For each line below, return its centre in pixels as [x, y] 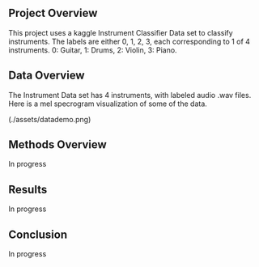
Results [28, 189]
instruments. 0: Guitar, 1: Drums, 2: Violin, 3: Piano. [93, 50]
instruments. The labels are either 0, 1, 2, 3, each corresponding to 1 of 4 [129, 41]
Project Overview [53, 13]
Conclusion [38, 234]
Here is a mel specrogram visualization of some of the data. [108, 104]
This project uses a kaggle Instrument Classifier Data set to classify [121, 32]
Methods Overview [57, 145]
